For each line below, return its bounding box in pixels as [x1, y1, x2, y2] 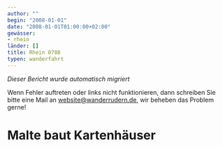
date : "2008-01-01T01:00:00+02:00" [7, 23, 111, 30]
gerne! [7, 102, 27, 111]
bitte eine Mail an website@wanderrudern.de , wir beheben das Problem [7, 95, 215, 104]
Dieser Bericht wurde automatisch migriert [7, 75, 130, 83]
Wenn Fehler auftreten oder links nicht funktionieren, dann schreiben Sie [7, 88, 216, 96]
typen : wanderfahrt [7, 56, 64, 63]
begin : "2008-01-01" [7, 17, 68, 24]
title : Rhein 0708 [7, 49, 61, 56]
